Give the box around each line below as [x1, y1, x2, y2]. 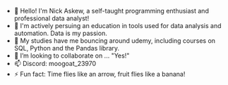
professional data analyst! [13, 14, 90, 22]
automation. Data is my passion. [13, 29, 107, 37]
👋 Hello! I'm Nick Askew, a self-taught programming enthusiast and [13, 7, 210, 15]
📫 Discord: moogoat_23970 [13, 60, 97, 67]
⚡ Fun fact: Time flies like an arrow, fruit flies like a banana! [13, 70, 186, 78]
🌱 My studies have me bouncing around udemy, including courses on [13, 37, 216, 45]
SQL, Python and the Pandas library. [13, 44, 120, 52]
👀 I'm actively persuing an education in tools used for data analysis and [13, 22, 222, 30]
